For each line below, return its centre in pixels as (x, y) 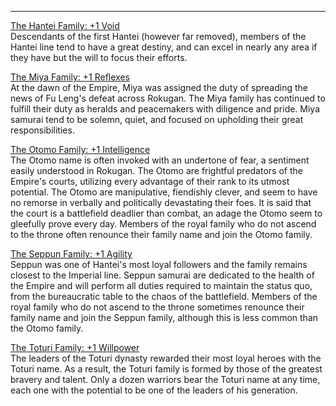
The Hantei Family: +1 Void (65, 25)
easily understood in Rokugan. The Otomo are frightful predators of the (156, 170)
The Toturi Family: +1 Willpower (75, 347)
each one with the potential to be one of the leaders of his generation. (154, 390)
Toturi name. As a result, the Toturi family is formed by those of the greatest (166, 369)
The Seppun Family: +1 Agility (71, 254)
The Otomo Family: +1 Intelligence (80, 149)
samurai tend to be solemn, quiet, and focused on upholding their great (157, 119)
